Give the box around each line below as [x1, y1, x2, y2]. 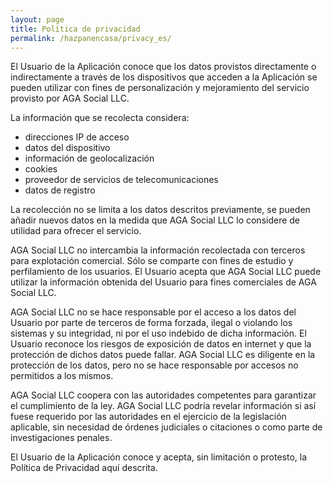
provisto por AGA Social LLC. [10, 92, 130, 105]
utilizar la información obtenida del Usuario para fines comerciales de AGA [10, 276, 317, 288]
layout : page [10, 14, 65, 25]
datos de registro [24, 184, 96, 196]
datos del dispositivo [24, 142, 111, 154]
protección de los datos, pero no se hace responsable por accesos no [10, 359, 299, 371]
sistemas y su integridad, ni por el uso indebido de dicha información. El [10, 327, 307, 340]
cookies [24, 163, 58, 175]
